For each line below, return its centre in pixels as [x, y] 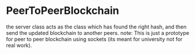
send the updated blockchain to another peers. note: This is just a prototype [97, 33]
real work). [19, 45]
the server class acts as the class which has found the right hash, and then [96, 27]
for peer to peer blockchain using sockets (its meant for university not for [94, 39]
